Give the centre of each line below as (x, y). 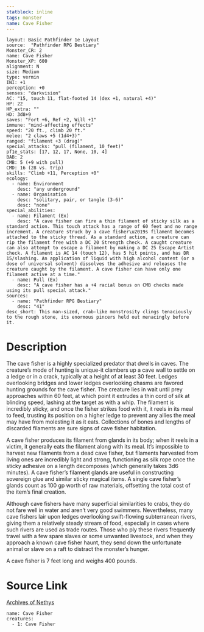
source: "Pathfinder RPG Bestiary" (53, 45)
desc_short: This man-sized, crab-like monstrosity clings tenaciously (99, 312)
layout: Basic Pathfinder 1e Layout (53, 40)
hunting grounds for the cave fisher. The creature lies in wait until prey (94, 389)
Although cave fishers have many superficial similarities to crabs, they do (98, 504)
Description (37, 346)
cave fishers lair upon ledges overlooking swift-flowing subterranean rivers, (101, 517)
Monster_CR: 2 (24, 51)
